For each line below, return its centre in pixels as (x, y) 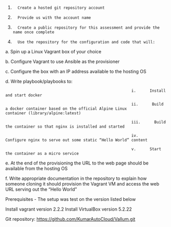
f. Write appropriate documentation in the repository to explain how (76, 178)
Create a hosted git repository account (61, 8)
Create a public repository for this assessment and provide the (89, 28)
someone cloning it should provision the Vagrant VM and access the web (82, 184)
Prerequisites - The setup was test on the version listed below (71, 199)
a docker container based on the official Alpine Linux (66, 109)
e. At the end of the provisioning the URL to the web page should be (77, 163)
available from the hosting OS (37, 168)
